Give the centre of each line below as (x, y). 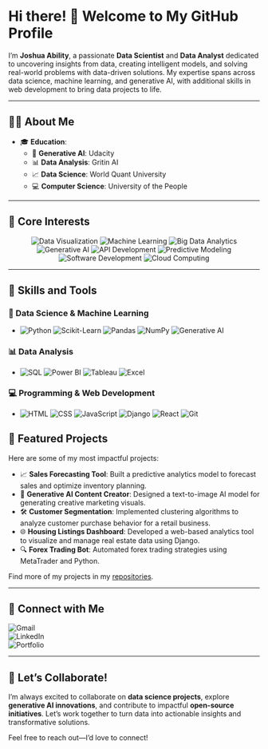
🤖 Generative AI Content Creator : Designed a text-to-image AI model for (140, 493)
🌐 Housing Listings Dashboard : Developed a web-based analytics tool (137, 531)
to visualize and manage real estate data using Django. (110, 540)
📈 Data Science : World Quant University (99, 174)
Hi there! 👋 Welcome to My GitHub (124, 16)
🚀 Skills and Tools (53, 290)
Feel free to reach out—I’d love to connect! (79, 738)
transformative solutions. (49, 723)
